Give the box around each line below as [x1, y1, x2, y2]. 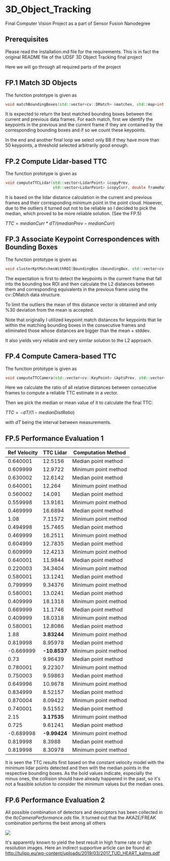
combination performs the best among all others [5, 820, 106, 826]
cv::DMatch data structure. [5, 291, 61, 297]
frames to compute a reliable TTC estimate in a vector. [5, 390, 119, 396]
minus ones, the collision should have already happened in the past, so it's [5, 776, 161, 782]
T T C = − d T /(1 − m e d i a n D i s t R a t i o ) [5, 410, 75, 416]
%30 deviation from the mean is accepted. [5, 307, 95, 313]
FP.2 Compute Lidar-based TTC [5, 157, 107, 165]
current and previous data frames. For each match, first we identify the [5, 116, 153, 122]
